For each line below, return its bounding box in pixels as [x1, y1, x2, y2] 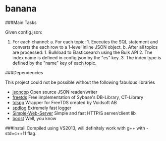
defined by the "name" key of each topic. [12, 60, 97, 66]
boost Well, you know [12, 115, 56, 121]
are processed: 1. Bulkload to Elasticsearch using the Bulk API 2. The [12, 49, 153, 55]
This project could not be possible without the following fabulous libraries [5, 79, 155, 85]
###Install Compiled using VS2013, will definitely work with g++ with [5, 125, 145, 131]
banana [5, 3, 37, 14]
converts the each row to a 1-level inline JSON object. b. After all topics [12, 44, 158, 50]
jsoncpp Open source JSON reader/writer [12, 89, 98, 95]
